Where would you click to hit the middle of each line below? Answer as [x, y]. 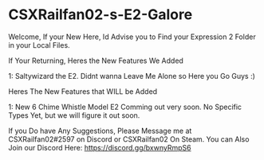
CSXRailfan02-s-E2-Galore [100, 15]
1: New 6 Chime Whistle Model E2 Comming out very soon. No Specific [125, 107]
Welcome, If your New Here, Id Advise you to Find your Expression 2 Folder [132, 37]
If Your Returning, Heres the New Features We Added [96, 60]
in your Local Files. [39, 45]
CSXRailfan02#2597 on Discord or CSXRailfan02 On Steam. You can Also [129, 139]
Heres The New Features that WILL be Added [83, 91]
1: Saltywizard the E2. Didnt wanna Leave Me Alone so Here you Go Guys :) [132, 76]
